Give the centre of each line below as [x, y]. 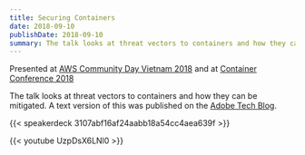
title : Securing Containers [63, 18]
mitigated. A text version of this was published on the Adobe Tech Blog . [143, 106]
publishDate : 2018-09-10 [56, 34]
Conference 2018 [42, 79]
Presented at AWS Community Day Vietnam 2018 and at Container [133, 69]
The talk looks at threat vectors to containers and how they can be [133, 96]
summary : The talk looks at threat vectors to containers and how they [148, 43]
